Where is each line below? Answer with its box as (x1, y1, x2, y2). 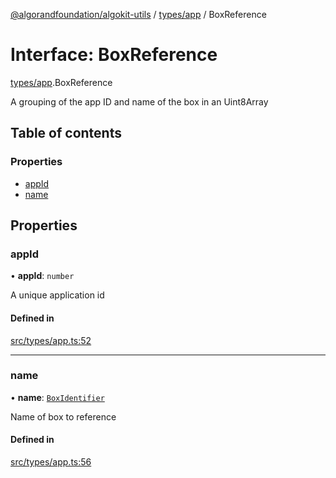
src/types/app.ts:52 (10, 334, 92, 346)
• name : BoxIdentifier (10, 391, 105, 403)
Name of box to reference (10, 410, 117, 423)
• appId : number (10, 270, 75, 282)
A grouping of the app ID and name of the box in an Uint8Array (10, 95, 269, 108)
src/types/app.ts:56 (10, 456, 92, 468)
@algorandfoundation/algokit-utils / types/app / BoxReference (10, 9, 267, 20)
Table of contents (10, 125, 122, 142)
